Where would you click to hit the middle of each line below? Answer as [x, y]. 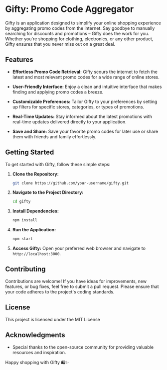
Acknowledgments [35, 335]
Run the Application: [34, 230]
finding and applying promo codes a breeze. [58, 92]
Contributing [25, 269]
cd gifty [21, 202]
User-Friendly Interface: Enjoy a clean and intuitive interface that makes [87, 87]
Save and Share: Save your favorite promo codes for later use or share [85, 131]
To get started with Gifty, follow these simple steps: [58, 164]
